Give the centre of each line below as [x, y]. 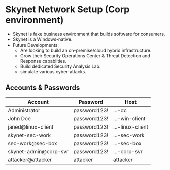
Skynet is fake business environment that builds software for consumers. [89, 34]
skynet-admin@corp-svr [38, 151]
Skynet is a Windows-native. [42, 39]
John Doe [20, 118]
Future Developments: [36, 45]
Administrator [24, 110]
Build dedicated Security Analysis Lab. [60, 66]
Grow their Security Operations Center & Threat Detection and [85, 55]
